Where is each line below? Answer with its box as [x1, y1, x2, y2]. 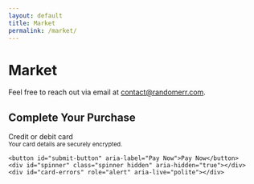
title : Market [8, 19, 56, 27]
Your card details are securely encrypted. [8, 141, 123, 149]
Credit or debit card [8, 132, 74, 142]
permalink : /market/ [8, 26, 78, 34]
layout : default [8, 11, 63, 20]
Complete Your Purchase [8, 110, 137, 124]
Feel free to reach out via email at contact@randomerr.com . [8, 87, 207, 97]
